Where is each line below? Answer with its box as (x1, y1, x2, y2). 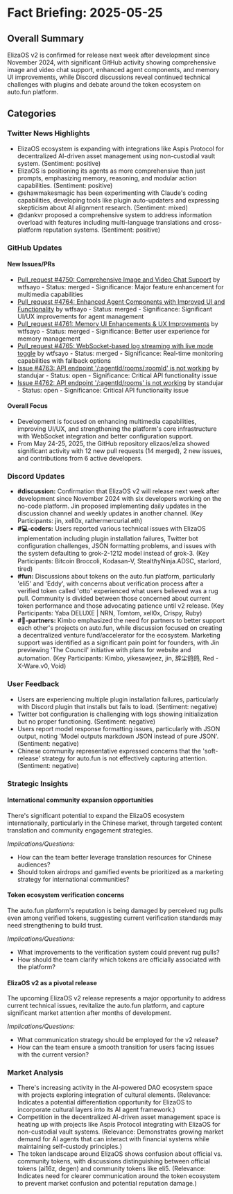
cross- (203, 218, 222, 226)
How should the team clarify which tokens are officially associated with (17, 955, 221, 964)
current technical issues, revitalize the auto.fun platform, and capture (7, 1001, 205, 1010)
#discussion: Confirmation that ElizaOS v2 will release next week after (17, 487, 220, 495)
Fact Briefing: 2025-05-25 (7, 5, 163, 21)
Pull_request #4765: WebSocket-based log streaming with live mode (17, 341, 214, 350)
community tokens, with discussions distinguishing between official (17, 1157, 210, 1166)
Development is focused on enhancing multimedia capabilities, (17, 418, 197, 426)
